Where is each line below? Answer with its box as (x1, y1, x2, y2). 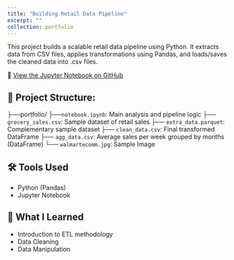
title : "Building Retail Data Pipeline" (7, 10, 128, 18)
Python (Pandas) (17, 183, 67, 192)
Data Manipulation (17, 245, 71, 253)
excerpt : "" (7, 17, 42, 24)
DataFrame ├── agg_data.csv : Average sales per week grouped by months (7, 133, 225, 141)
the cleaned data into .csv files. (7, 58, 98, 66)
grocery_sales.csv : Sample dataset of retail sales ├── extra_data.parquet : (7, 117, 225, 126)
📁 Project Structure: (7, 91, 96, 103)
